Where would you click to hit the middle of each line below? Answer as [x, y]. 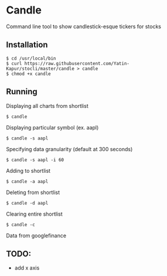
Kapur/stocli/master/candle [40, 69]
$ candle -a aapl [27, 181]
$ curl [14, 63]
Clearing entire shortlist [34, 214]
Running [22, 92]
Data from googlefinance [36, 236]
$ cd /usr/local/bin [31, 58]
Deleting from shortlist [33, 192]
